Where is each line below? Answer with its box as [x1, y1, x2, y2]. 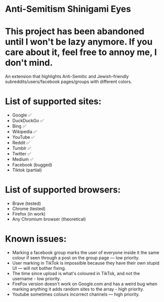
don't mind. [5, 57, 53, 68]
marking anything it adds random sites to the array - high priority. [12, 286, 144, 292]
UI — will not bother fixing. [12, 265, 66, 271]
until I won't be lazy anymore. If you [5, 36, 153, 48]
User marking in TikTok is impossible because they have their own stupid [12, 260, 160, 266]
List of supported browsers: [5, 184, 121, 195]
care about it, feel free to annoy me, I [5, 47, 157, 58]
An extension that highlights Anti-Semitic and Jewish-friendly [5, 74, 129, 80]
